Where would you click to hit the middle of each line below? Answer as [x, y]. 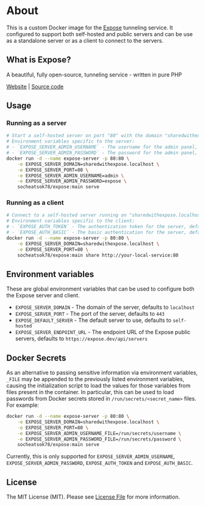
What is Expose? [39, 60]
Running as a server [37, 123]
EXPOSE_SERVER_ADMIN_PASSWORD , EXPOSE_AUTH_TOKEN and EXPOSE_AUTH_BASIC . [100, 463]
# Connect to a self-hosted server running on [67, 215]
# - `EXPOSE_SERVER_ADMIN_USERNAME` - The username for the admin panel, [102, 147]
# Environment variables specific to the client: [71, 221]
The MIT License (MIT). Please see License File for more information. [93, 497]
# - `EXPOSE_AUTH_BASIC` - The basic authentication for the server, [97, 233]
